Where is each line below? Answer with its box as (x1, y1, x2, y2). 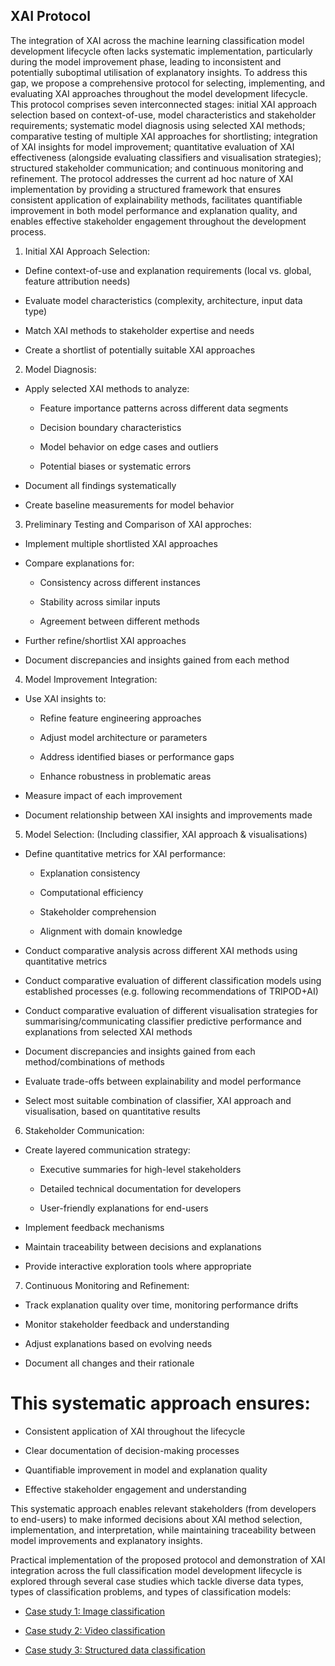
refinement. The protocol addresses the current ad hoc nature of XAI (10, 172, 294, 184)
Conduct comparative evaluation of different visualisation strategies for (24, 1004, 318, 1016)
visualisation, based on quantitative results (24, 1105, 201, 1117)
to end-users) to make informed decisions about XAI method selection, (10, 1513, 303, 1525)
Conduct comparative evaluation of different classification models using (24, 974, 322, 986)
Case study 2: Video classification (24, 1624, 166, 1636)
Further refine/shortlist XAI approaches (24, 634, 187, 646)
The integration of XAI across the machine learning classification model (10, 34, 305, 46)
